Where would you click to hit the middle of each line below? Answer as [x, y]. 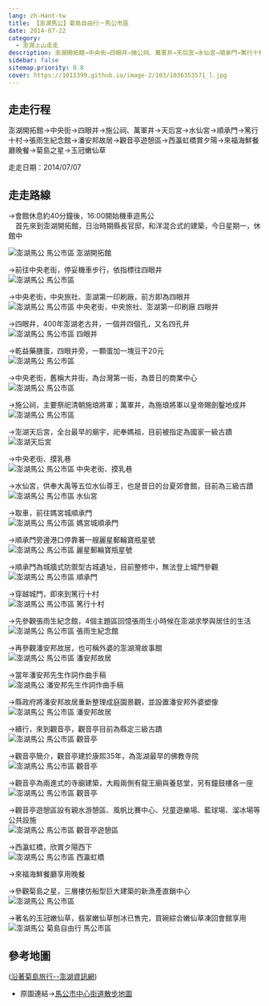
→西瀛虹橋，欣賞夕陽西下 [50, 847]
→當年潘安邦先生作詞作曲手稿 [57, 675]
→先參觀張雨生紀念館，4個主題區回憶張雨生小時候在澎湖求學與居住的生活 [130, 621]
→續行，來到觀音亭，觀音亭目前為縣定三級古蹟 [85, 729]
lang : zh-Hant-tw [37, 16]
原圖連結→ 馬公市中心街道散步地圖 [76, 994]
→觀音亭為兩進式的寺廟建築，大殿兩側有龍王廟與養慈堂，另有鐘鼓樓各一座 [131, 783]
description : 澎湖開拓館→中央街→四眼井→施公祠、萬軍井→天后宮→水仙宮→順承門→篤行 [131, 53]
